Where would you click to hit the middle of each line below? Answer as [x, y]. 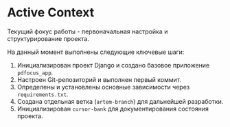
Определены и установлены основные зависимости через [103, 87]
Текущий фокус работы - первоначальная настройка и [88, 31]
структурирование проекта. [48, 38]
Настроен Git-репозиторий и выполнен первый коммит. [99, 79]
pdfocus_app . [35, 72]
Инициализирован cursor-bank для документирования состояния [113, 109]
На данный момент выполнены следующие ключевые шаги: [96, 52]
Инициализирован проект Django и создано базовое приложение [113, 65]
